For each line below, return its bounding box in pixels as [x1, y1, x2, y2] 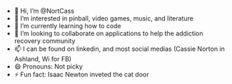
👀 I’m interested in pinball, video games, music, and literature [14, 14, 194, 23]
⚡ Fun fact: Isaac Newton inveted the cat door [14, 71, 149, 78]
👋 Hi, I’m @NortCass [14, 7, 75, 15]
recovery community [14, 37, 76, 45]
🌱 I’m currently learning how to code [14, 22, 121, 30]
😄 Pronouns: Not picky [14, 62, 84, 71]
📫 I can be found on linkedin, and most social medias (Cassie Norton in [14, 44, 225, 53]
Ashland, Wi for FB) [14, 55, 72, 63]
